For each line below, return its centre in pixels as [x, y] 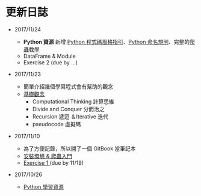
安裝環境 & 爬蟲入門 [48, 156]
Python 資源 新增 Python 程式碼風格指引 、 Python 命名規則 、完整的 [107, 41]
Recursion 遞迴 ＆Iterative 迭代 [70, 116]
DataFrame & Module [49, 56]
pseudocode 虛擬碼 [57, 124]
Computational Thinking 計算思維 [73, 101]
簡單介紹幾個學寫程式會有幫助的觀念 [68, 86]
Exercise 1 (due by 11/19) [53, 162]
